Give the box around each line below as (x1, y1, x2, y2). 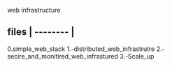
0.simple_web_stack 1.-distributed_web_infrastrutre (7, 45, 155, 53)
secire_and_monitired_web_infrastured (7, 52, 119, 60)
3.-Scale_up (120, 52, 155, 60)
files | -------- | (7, 26, 75, 38)
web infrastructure (7, 6, 61, 14)
